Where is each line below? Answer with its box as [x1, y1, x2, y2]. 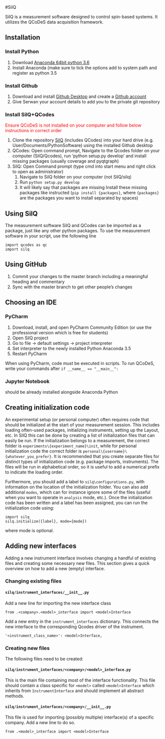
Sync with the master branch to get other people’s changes [12, 284, 133, 290]
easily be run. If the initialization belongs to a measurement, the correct [5, 437, 150, 443]
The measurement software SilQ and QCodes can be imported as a [5, 223, 141, 229]
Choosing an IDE [5, 298, 57, 307]
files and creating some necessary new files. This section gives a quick [5, 560, 150, 566]
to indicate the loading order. [5, 469, 64, 475]
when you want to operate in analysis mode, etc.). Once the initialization [5, 494, 153, 500]
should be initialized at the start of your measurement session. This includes [5, 421, 160, 427]
